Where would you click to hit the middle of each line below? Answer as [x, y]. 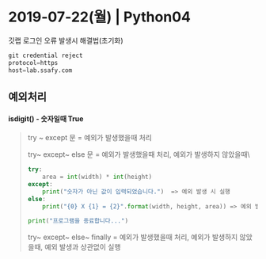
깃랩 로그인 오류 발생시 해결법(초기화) [66, 40]
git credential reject [46, 55]
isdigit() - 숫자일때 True [46, 118]
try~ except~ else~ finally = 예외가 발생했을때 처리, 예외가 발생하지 [133, 237]
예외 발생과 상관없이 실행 [83, 247]
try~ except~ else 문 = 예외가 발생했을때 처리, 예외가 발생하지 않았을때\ [139, 154]
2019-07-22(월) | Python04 [100, 17]
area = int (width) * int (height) [97, 177]
